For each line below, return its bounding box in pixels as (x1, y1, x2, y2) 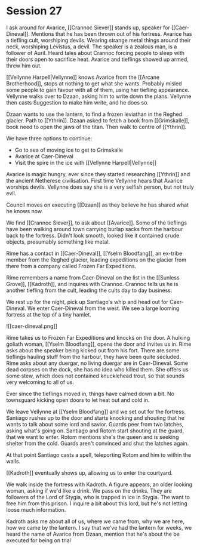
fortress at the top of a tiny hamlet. (6, 311, 91, 318)
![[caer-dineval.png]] (6, 322, 58, 330)
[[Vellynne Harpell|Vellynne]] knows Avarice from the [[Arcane (6, 73, 160, 81)
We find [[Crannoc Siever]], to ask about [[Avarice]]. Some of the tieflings (6, 219, 187, 226)
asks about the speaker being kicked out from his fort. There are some (6, 346, 180, 354)
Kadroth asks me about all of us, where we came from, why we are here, (6, 518, 184, 525)
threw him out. (6, 62, 42, 69)
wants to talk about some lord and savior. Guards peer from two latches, (6, 420, 184, 428)
